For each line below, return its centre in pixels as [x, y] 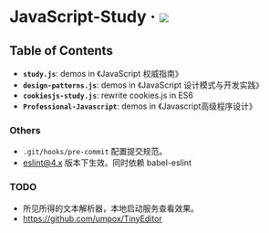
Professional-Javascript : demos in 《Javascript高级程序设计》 [140, 106]
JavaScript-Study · [83, 17]
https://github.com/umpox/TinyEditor [92, 218]
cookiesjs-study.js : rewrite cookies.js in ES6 [108, 95]
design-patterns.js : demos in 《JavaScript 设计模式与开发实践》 [143, 85]
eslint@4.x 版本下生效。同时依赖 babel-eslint [107, 163]
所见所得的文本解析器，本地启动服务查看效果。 [110, 208]
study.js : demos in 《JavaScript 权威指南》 [103, 74]
